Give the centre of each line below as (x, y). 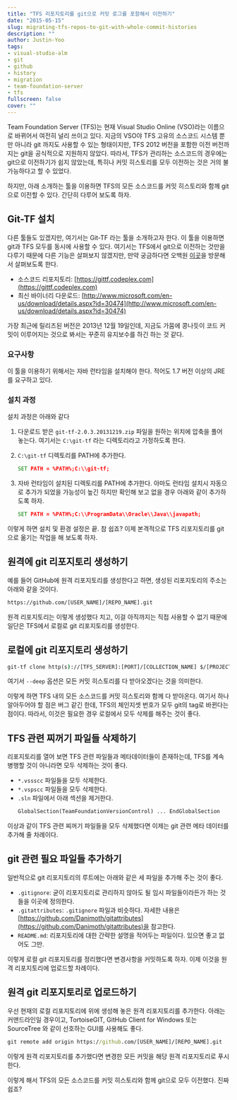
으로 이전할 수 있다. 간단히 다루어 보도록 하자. (69, 194)
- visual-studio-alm (38, 54)
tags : (15, 47)
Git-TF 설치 (31, 219)
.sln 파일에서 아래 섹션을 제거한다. (65, 798)
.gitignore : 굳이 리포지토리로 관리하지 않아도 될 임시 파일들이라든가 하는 (118, 892)
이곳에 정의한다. (53, 901)
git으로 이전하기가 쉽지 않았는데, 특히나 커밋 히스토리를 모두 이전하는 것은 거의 (115, 162)
